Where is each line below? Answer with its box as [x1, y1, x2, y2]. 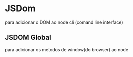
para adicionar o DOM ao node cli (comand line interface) [5, 19, 123, 25]
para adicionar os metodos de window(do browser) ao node [5, 46, 129, 52]
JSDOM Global [5, 33, 51, 42]
